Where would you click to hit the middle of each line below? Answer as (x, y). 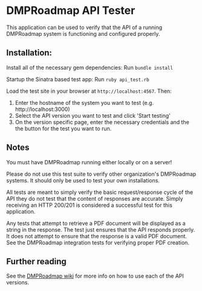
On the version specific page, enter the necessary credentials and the (102, 122)
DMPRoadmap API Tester (71, 11)
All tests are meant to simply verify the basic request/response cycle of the (100, 192)
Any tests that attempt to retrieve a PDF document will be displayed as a (96, 223)
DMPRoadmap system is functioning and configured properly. (83, 33)
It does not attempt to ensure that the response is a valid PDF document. (97, 236)
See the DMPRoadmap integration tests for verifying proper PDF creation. (98, 242)
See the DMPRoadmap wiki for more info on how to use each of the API (95, 276)
